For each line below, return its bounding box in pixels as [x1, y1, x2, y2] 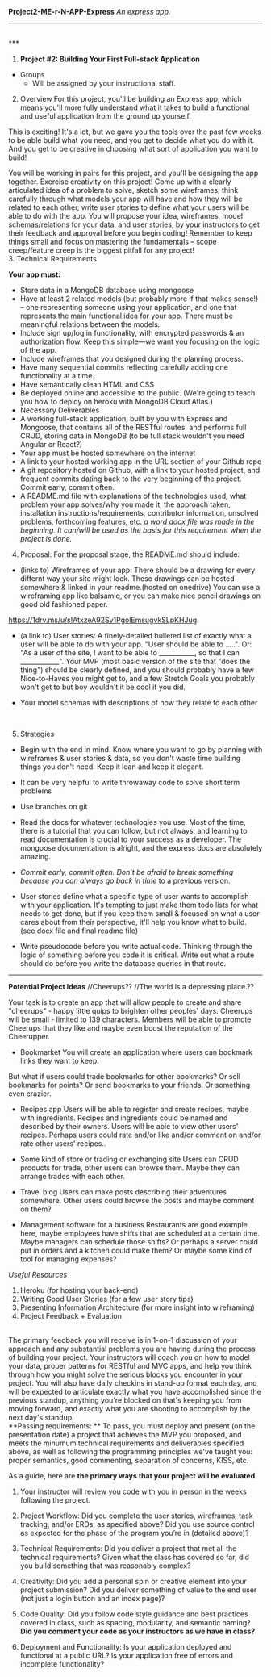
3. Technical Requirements [8, 254, 97, 263]
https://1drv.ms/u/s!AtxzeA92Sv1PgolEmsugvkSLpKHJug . [8, 615, 199, 625]
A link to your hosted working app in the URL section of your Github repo [19, 457, 262, 466]
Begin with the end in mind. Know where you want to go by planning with [19, 745, 263, 754]
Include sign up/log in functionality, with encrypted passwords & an [19, 328, 244, 337]
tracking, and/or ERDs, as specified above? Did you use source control [19, 1520, 256, 1529]
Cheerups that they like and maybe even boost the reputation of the [8, 1023, 234, 1032]
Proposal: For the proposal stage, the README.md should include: [19, 550, 240, 559]
